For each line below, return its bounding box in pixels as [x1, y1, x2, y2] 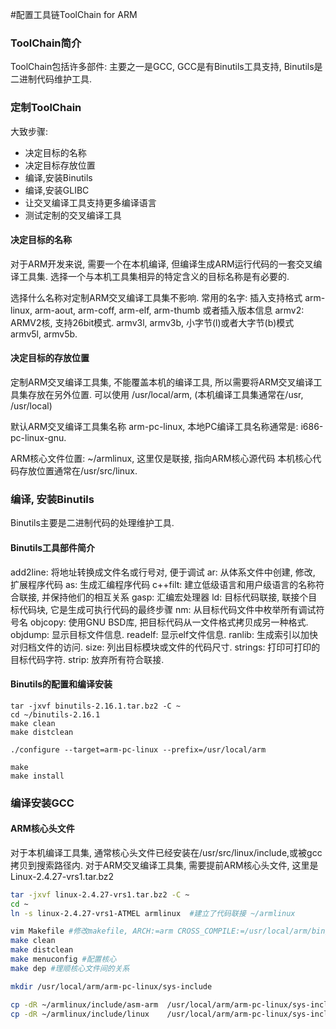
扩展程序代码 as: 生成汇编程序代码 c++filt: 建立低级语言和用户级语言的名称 [10, 578, 317, 590]
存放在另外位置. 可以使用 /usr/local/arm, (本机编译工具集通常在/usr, [27, 389, 304, 400]
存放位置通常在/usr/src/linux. [18, 465, 138, 477]
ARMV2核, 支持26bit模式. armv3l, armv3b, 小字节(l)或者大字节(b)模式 [10, 316, 295, 328]
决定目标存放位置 [24, 159, 96, 171]
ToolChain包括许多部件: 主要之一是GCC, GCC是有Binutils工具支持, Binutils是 [10, 61, 323, 73]
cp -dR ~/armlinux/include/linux [10, 1009, 150, 1019]
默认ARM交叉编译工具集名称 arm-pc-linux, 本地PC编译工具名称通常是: [10, 421, 299, 432]
